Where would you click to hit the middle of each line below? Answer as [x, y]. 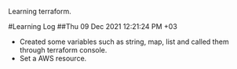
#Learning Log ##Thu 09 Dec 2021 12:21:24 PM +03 [93, 26]
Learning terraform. [40, 11]
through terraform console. [63, 50]
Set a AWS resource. [53, 58]
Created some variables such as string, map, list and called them [124, 42]
